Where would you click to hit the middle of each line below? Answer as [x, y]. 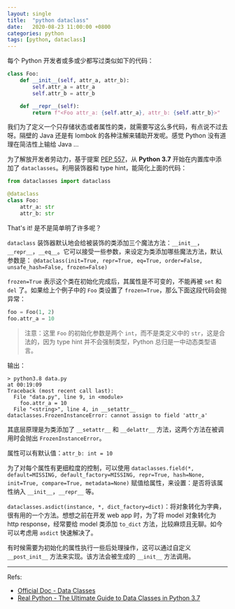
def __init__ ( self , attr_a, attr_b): [75, 81]
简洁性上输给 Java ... [49, 144]
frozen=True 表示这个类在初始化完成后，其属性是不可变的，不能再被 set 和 [115, 281]
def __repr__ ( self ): [50, 106]
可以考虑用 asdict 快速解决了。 [52, 533]
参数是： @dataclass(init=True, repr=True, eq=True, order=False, [105, 260]
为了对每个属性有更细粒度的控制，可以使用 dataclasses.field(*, [101, 467]
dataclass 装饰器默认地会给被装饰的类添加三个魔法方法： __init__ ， [105, 242]
